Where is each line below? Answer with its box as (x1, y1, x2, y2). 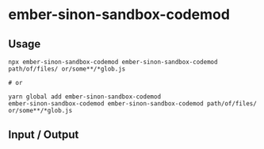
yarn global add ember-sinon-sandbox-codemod (8, 93, 161, 101)
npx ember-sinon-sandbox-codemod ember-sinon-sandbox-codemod (8, 58, 218, 66)
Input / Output (8, 128, 79, 142)
